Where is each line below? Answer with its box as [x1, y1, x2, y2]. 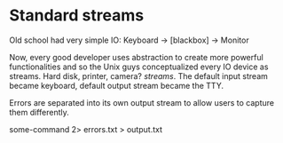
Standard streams [9, 5, 145, 26]
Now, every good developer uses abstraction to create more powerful [9, 52, 263, 62]
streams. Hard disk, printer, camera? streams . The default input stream [9, 70, 269, 81]
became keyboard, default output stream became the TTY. [9, 80, 224, 91]
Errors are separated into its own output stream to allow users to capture [9, 97, 275, 107]
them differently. [9, 107, 69, 117]
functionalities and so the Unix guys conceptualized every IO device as [9, 61, 269, 72]
